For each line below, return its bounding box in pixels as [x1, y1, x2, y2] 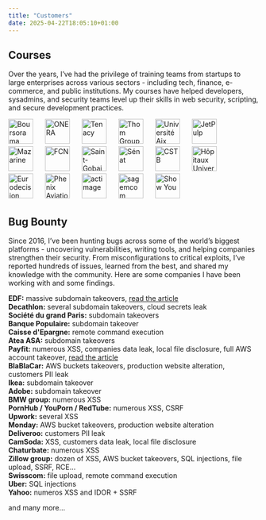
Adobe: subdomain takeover [8, 387, 102, 396]
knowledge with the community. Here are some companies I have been [8, 270, 241, 279]
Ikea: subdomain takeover [8, 378, 94, 387]
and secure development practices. [8, 103, 125, 113]
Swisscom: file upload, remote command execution [8, 471, 178, 480]
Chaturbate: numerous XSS [8, 445, 100, 455]
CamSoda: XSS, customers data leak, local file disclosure [8, 437, 197, 447]
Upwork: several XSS [8, 412, 79, 422]
